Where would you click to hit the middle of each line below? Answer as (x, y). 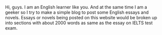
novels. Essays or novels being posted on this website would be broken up (81, 17)
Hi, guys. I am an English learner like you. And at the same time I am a (76, 7)
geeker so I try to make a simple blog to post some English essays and (77, 12)
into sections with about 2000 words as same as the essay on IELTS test (79, 23)
